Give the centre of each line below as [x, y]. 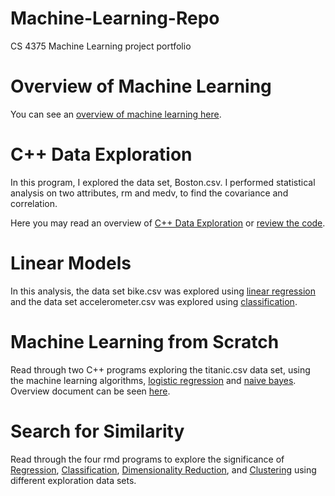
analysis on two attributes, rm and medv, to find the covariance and [149, 193]
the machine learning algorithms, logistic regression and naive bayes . [153, 380]
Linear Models [71, 263]
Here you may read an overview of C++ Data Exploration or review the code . [168, 223]
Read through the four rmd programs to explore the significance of [147, 459]
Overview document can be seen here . [90, 391]
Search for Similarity [97, 431]
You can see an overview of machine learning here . [116, 114]
